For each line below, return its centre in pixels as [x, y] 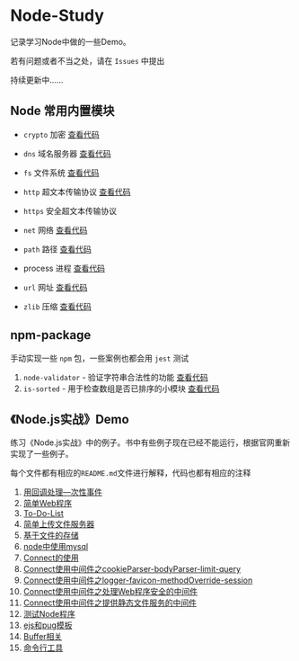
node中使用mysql [56, 547]
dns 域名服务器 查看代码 [67, 153]
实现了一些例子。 [42, 454]
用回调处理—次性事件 [62, 492]
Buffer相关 [43, 637]
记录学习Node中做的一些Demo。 [70, 41]
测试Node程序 [49, 614]
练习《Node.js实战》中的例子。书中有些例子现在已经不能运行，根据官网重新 [150, 442]
